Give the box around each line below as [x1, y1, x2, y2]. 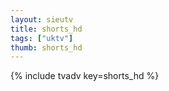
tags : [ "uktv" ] [10, 33, 74, 43]
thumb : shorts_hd [10, 42, 83, 53]
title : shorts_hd [10, 24, 83, 34]
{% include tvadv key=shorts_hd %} [10, 70, 160, 82]
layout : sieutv [10, 14, 74, 25]
